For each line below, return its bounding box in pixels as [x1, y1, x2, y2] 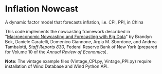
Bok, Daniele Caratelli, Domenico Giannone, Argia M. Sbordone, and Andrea [5, 38, 157, 44]
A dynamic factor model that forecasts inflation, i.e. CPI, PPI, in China [5, 19, 144, 25]
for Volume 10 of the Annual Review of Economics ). [5, 49, 108, 55]
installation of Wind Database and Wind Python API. [5, 63, 109, 69]
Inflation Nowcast [5, 3, 78, 14]
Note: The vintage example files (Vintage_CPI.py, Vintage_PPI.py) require [5, 58, 152, 64]
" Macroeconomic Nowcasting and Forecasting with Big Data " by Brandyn [5, 34, 152, 39]
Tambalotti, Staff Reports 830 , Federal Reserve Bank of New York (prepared [5, 44, 158, 49]
